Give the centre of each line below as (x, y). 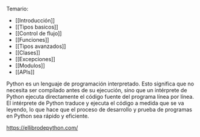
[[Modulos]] (30, 65)
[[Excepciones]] (35, 59)
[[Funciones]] (32, 40)
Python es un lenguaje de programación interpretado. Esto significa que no (100, 84)
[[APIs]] (25, 72)
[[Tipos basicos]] (37, 27)
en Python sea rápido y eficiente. (48, 116)
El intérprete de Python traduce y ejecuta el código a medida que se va (95, 103)
